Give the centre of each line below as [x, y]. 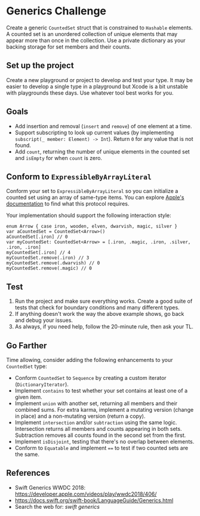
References [28, 473]
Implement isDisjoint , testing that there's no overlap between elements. [104, 441]
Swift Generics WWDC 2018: [50, 487]
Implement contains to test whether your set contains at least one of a [101, 390]
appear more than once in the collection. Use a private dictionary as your [96, 40]
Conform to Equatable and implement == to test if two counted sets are [101, 448]
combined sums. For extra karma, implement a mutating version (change [104, 410]
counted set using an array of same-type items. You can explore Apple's [95, 197]
